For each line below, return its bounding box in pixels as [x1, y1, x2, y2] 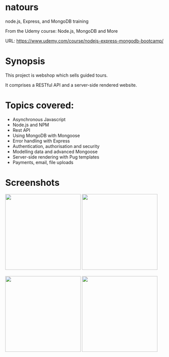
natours [5, 2, 39, 13]
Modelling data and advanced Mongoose [12, 148, 98, 155]
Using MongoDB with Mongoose [12, 132, 80, 138]
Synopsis [5, 56, 45, 67]
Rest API [12, 127, 31, 133]
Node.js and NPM [12, 122, 49, 128]
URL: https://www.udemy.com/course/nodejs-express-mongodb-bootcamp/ [5, 37, 164, 44]
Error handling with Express [12, 138, 70, 144]
